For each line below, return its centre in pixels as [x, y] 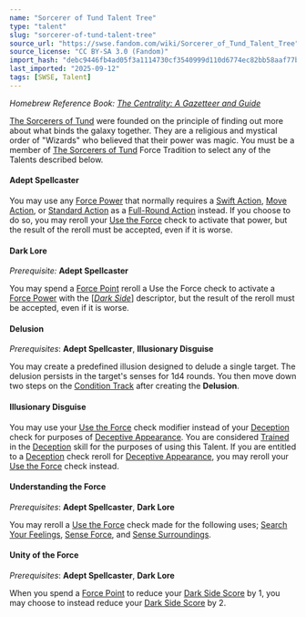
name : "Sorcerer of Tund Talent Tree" [83, 18]
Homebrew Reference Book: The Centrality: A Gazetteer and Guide [135, 103]
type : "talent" [38, 26]
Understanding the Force [58, 487]
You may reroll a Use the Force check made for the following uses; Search [148, 524]
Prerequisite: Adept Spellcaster [69, 271]
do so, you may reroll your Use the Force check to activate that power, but [148, 220]
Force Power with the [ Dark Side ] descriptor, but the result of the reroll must [152, 298]
